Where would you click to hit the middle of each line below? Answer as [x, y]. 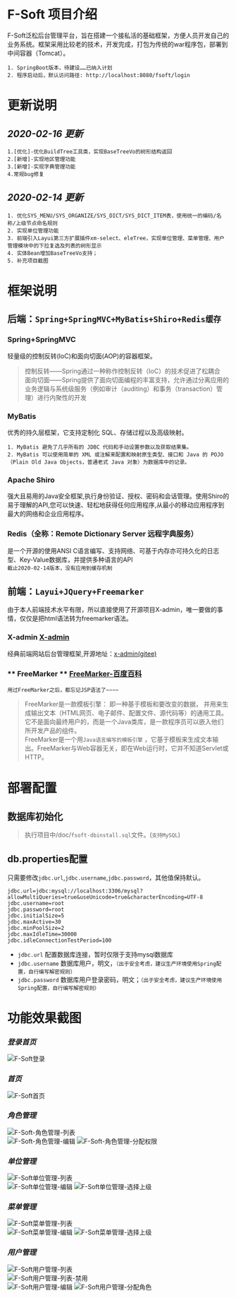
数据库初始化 [35, 816]
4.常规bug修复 [26, 174]
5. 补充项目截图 [28, 261]
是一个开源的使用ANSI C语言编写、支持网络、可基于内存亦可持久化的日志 [113, 550]
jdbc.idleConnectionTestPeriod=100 [60, 940]
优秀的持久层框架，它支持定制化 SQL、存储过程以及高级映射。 [98, 432]
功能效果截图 [45, 1018]
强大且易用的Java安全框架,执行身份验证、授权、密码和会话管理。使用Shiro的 [118, 496]
